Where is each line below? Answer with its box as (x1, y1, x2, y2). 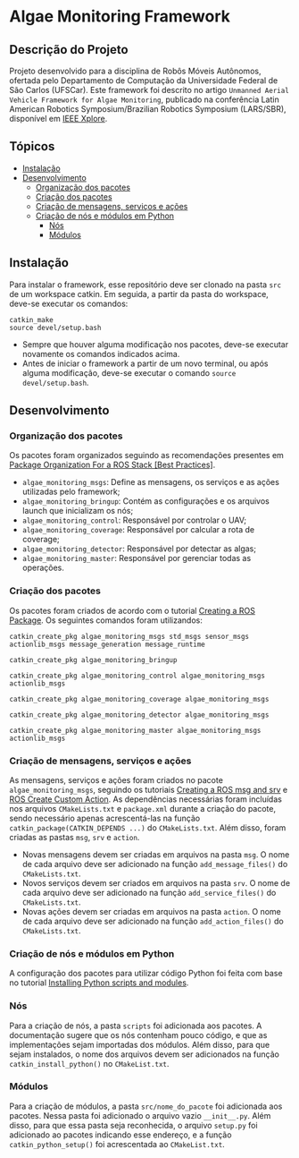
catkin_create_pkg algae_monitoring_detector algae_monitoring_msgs (9, 710, 270, 719)
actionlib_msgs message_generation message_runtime (9, 640, 205, 649)
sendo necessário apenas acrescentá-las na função (9, 813, 201, 823)
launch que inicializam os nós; (21, 506, 134, 516)
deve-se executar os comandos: (9, 298, 129, 309)
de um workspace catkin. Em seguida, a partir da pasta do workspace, (9, 288, 270, 299)
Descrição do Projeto (9, 42, 129, 57)
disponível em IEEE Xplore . (9, 114, 108, 123)
